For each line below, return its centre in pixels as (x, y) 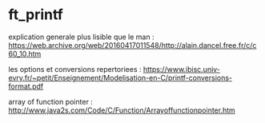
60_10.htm (25, 54)
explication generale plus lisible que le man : (81, 37)
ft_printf (36, 15)
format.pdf (26, 86)
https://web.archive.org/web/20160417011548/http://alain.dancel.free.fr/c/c (132, 45)
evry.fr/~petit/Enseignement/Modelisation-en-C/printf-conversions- (120, 77)
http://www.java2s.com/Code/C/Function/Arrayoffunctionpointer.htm (122, 110)
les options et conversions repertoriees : (75, 69)
